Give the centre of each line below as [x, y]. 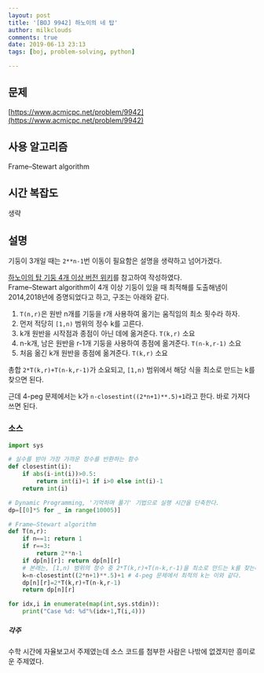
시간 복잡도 [33, 193]
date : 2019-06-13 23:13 [47, 45]
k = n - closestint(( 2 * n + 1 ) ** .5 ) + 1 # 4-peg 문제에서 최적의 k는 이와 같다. [132, 575]
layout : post [29, 15]
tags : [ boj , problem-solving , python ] [71, 52]
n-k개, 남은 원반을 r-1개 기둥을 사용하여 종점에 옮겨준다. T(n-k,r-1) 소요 [130, 343]
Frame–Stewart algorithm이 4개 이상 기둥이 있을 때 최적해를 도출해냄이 [118, 287]
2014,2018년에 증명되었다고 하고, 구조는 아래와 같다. [88, 297]
